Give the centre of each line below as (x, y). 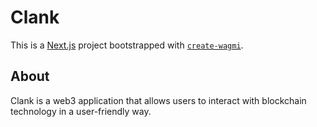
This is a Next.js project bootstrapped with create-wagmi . (127, 45)
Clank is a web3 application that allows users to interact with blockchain (158, 100)
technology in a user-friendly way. (81, 111)
